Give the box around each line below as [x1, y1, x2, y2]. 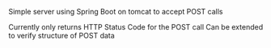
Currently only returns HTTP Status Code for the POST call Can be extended [8, 22, 264, 31]
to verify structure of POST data [8, 31, 115, 40]
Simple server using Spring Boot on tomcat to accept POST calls [8, 7, 223, 16]
